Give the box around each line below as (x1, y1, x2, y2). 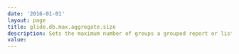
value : (7, 36, 27, 43)
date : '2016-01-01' (7, 10, 65, 18)
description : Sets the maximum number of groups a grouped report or (7, 29, 218, 37)
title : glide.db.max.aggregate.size (7, 23, 116, 30)
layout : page (7, 17, 46, 24)
